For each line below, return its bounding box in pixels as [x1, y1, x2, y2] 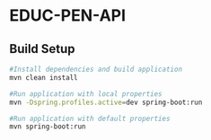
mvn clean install [9, 73, 78, 82]
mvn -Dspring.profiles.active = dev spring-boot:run [9, 98, 203, 107]
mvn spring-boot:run [9, 122, 87, 131]
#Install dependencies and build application [9, 65, 182, 74]
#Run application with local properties [9, 89, 163, 99]
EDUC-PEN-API [9, 5, 127, 26]
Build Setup [9, 41, 75, 57]
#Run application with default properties [9, 114, 171, 123]
